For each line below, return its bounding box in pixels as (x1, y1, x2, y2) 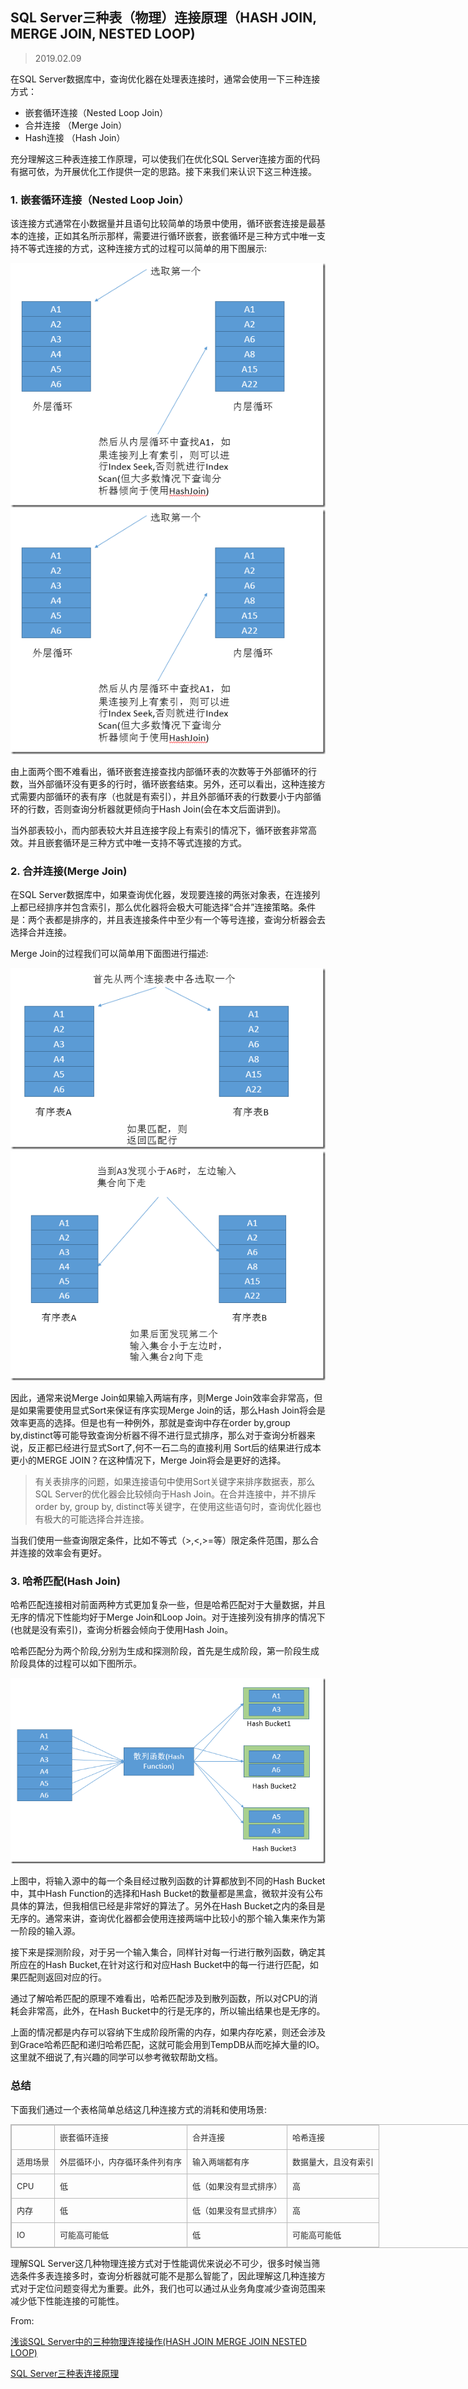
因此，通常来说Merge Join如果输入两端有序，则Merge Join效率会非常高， (10, 1391, 315, 1403)
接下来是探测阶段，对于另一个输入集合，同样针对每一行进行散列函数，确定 (10, 1946, 317, 1958)
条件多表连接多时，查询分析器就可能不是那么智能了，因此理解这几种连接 (18, 2269, 317, 2282)
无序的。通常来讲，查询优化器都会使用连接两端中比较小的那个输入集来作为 (10, 1913, 317, 1925)
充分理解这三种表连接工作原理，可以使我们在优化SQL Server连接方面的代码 (10, 153, 321, 165)
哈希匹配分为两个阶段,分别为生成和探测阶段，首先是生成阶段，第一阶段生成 (10, 1645, 320, 1657)
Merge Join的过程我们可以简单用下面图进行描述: (10, 948, 209, 959)
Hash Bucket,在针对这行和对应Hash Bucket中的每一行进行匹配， (44, 1959, 310, 1971)
